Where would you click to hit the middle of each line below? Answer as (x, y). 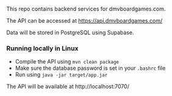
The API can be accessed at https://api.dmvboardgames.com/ (84, 20)
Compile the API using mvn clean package (67, 62)
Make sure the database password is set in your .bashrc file (90, 68)
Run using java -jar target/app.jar (61, 75)
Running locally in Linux (42, 48)
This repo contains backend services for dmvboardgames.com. (86, 9)
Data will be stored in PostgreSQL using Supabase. (70, 32)
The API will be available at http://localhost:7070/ (68, 87)
